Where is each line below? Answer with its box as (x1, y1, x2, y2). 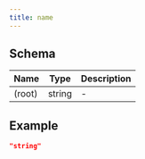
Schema (9, 46, 56, 62)
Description (80, 72, 132, 85)
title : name (9, 13, 53, 22)
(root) (13, 88, 38, 100)
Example (9, 118, 59, 133)
